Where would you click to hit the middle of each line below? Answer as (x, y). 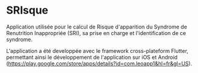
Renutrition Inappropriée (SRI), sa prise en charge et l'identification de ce (96, 33)
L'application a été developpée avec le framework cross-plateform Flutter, (97, 50)
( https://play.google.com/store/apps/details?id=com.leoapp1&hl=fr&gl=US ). (99, 64)
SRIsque (28, 10)
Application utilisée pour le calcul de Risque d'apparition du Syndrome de (97, 27)
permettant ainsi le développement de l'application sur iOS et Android (92, 57)
